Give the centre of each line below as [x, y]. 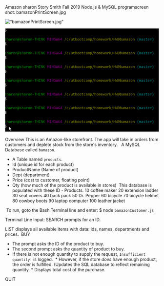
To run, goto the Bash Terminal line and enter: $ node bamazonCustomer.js [80, 210]
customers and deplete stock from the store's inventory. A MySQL [73, 144]
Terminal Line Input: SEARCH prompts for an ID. [53, 220]
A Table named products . [37, 159]
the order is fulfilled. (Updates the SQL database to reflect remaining [81, 265]
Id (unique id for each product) [43, 164]
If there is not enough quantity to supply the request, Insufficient [79, 254]
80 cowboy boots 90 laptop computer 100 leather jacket [69, 201]
